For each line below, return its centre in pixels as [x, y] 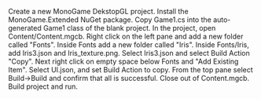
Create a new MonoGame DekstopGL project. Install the [98, 11]
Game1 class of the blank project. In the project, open [129, 28]
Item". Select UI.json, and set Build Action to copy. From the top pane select [130, 70]
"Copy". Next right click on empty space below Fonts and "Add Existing [123, 61]
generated [25, 28]
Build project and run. [43, 86]
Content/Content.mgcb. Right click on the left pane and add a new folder [126, 36]
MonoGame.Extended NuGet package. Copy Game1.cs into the [110, 20]
